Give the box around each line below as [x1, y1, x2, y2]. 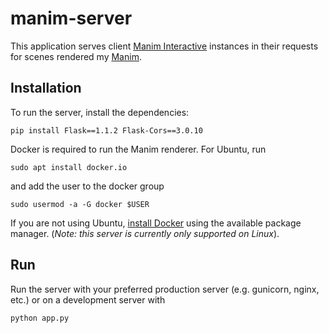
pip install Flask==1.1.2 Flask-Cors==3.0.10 [10, 125, 203, 136]
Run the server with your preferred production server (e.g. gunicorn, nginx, [10, 283, 320, 295]
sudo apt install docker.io [10, 162, 128, 172]
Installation [10, 80, 82, 97]
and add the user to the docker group [10, 180, 165, 192]
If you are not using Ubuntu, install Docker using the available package [10, 217, 302, 229]
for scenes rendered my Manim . [10, 50, 142, 62]
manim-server [10, 7, 133, 30]
